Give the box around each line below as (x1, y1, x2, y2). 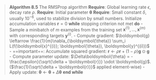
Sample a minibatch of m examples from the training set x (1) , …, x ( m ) (9, 26, 146, 32)
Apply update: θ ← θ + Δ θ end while (9, 69, 84, 75)
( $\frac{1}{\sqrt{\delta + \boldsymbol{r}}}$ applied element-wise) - (9, 64, 145, 70)
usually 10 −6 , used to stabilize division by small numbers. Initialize (9, 15, 142, 21)
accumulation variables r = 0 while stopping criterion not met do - (9, 21, 143, 27)
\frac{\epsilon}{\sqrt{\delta (9, 58, 64, 64)
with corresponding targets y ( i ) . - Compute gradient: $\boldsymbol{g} (9, 32, 150, 38)
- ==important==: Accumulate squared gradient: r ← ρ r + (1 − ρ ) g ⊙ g (9, 48, 150, 54)
